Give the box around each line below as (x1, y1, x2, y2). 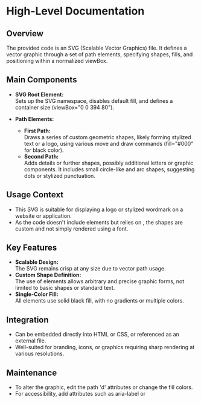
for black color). (24, 146, 64, 154)
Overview (6, 28, 44, 39)
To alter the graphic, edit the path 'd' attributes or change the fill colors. (14, 384, 193, 391)
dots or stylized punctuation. (24, 172, 95, 179)
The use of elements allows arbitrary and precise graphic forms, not (14, 278, 185, 285)
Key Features (6, 243, 57, 253)
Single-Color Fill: (14, 290, 59, 298)
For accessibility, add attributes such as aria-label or (14, 390, 146, 398)
